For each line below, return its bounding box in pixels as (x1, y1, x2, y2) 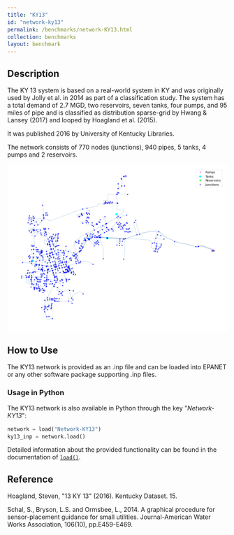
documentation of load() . (7, 453, 81, 462)
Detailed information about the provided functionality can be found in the (7, 445, 217, 454)
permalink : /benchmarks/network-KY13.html (7, 26, 133, 33)
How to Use (7, 345, 59, 357)
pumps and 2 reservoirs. (7, 150, 78, 159)
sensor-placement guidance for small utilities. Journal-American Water (7, 513, 211, 521)
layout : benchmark (7, 41, 61, 48)
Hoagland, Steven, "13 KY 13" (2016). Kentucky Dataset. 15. (7, 492, 178, 500)
